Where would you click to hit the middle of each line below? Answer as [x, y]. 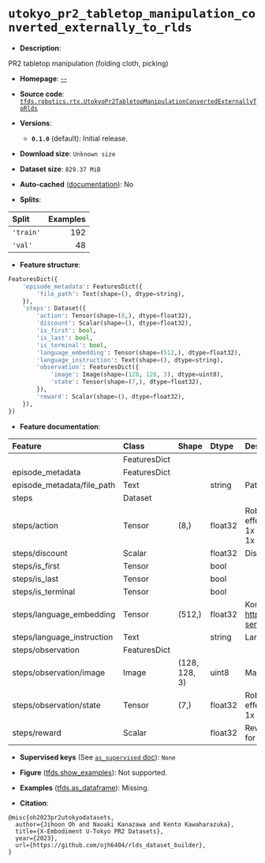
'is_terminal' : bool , [72, 345]
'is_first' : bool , [67, 331]
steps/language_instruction [63, 636]
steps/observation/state [56, 705]
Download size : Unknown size [67, 153]
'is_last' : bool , [65, 338]
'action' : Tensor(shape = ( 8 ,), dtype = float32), [114, 316]
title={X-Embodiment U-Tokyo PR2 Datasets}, [90, 831]
